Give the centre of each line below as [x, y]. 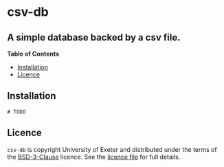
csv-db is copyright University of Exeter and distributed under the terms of [112, 149]
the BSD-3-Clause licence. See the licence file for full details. [94, 157]
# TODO [16, 112]
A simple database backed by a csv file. [94, 37]
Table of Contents [33, 54]
